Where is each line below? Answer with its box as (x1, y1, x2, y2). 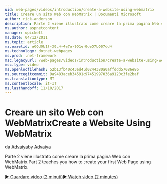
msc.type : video (5, 62, 39, 67)
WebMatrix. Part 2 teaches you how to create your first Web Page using (5, 159, 151, 165)
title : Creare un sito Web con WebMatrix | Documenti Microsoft (5, 12, 141, 17)
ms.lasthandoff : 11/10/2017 (5, 85, 64, 91)
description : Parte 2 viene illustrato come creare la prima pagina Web (5, 21, 159, 26)
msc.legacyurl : (5, 58, 37, 63)
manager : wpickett (5, 30, 43, 35)
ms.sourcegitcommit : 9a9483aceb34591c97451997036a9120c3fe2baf (5, 72, 139, 77)
